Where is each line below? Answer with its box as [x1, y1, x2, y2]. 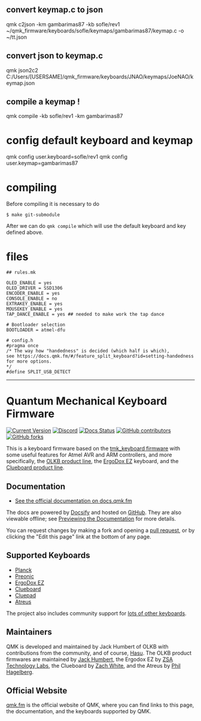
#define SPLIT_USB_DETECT [6, 369, 71, 375]
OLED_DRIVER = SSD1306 [6, 285, 63, 291]
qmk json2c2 [6, 66, 38, 74]
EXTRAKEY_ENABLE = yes [6, 301, 63, 307]
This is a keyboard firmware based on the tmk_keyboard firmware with [6, 445, 181, 452]
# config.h [6, 337, 33, 343]
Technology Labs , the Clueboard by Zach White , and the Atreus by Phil [6, 662, 181, 669]
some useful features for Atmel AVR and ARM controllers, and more [6, 451, 172, 458]
